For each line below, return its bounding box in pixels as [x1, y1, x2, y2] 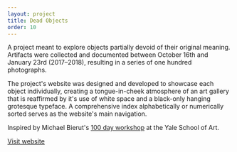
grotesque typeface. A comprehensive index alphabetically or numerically [7, 102, 224, 111]
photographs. [7, 65, 48, 75]
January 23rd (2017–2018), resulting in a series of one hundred [7, 58, 192, 67]
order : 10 [7, 23, 37, 31]
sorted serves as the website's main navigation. [7, 109, 147, 118]
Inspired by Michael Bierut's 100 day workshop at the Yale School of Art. [7, 124, 219, 132]
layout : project [7, 10, 56, 18]
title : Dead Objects [7, 17, 69, 24]
